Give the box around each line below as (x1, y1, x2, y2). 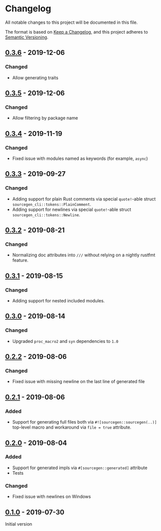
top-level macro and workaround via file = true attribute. (12, 424, 132, 431)
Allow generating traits (12, 75, 58, 81)
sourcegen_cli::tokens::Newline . (12, 211, 80, 218)
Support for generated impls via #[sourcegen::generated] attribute (12, 465, 148, 471)
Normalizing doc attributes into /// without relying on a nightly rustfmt (12, 252, 156, 258)
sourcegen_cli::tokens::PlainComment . (12, 201, 91, 207)
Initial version (5, 521, 33, 527)
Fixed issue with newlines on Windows (12, 493, 91, 500)
